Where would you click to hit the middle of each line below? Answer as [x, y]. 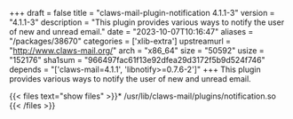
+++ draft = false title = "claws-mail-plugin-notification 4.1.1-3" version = [142, 13]
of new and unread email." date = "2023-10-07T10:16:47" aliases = [131, 32]
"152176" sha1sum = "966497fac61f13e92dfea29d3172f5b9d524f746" [138, 60]
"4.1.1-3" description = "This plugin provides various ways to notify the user [147, 22]
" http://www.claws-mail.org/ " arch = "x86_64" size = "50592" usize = [137, 51]
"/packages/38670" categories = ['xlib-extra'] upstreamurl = [120, 41]
